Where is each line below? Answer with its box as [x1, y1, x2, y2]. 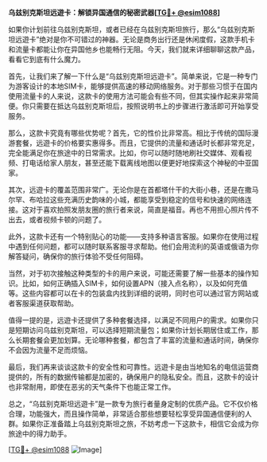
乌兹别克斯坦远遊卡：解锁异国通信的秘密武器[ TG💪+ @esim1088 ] [8, 8, 221, 17]
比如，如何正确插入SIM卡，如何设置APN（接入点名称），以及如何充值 [21, 279, 248, 288]
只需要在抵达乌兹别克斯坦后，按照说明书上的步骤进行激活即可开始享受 [29, 101, 259, 111]
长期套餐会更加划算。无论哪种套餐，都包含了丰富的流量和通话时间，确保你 [14, 335, 259, 345]
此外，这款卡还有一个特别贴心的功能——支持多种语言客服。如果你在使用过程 [8, 232, 259, 241]
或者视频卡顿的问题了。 [29, 215, 106, 224]
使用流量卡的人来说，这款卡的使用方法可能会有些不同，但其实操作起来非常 [8, 92, 252, 100]
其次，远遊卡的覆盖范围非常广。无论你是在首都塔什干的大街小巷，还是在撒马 [8, 185, 259, 194]
